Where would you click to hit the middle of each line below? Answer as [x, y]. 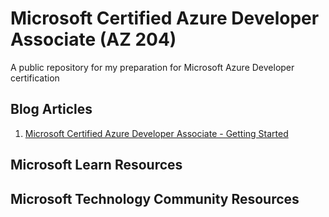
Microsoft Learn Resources [96, 165]
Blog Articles [51, 109]
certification [35, 78]
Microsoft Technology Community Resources [155, 198]
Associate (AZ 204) [93, 39]
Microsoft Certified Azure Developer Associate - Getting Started [156, 133]
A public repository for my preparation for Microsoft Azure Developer [152, 67]
